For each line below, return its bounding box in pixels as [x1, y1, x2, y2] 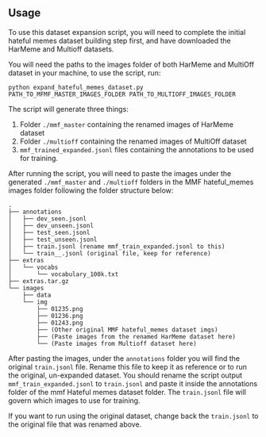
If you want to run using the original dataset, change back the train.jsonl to [8, 411, 259, 420]
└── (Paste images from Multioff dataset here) [37, 339, 197, 347]
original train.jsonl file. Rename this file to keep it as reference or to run [8, 362, 248, 371]
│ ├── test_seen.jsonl [8, 228, 91, 236]
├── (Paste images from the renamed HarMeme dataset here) [37, 332, 237, 340]
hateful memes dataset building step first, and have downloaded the [8, 36, 232, 45]
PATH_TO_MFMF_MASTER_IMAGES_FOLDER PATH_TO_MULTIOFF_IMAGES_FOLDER [8, 90, 237, 98]
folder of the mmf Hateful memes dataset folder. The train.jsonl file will [8, 387, 246, 397]
